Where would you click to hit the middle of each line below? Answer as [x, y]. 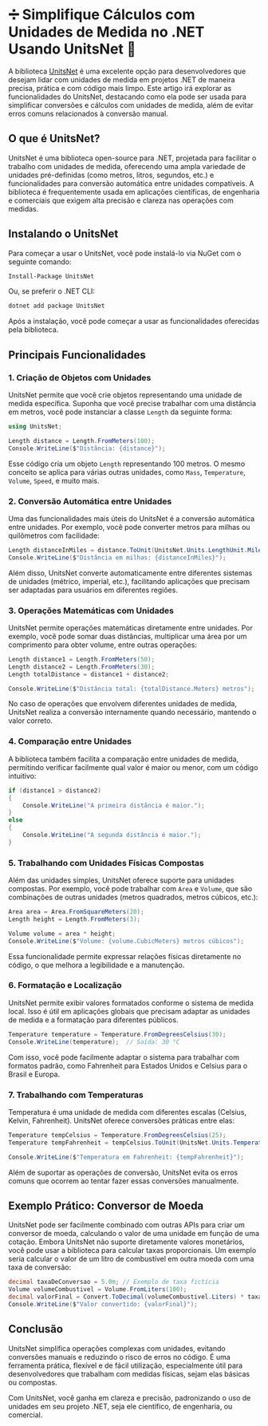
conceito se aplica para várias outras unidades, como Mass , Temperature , [127, 472]
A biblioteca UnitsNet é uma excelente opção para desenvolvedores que [127, 71]
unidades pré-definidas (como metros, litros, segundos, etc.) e [111, 175]
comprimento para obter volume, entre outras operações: [103, 645]
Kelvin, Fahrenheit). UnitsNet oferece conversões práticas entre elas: [122, 1120]
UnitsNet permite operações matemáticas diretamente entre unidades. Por [130, 627]
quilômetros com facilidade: [54, 535]
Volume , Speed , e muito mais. [54, 480]
